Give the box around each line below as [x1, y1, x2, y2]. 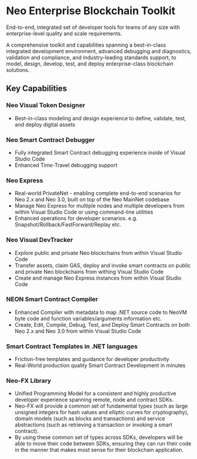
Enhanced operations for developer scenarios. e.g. [14, 215, 138, 222]
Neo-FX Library [6, 376, 52, 385]
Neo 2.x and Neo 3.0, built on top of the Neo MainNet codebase [14, 196, 169, 203]
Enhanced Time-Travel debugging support [14, 161, 118, 169]
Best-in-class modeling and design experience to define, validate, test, [14, 114, 186, 122]
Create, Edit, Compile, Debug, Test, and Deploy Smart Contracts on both [14, 321, 190, 328]
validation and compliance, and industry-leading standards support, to [6, 54, 176, 61]
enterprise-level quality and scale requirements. [6, 29, 122, 37]
